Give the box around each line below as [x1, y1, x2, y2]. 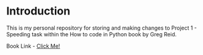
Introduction [6, 4, 71, 18]
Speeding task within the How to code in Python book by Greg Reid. [6, 30, 177, 37]
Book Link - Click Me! [6, 42, 60, 50]
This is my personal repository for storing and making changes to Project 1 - [6, 24, 197, 31]
